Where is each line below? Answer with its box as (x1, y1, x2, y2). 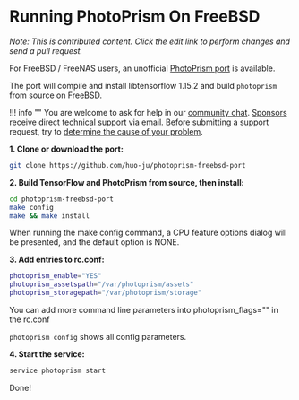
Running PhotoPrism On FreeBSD (9, 6, 261, 27)
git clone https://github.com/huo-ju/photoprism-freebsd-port (9, 161, 246, 170)
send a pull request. (9, 45, 83, 56)
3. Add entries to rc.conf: (9, 254, 105, 265)
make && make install (9, 211, 90, 221)
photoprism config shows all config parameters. (9, 332, 187, 343)
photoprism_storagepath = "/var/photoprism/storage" (9, 289, 202, 298)
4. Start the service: (9, 349, 85, 360)
